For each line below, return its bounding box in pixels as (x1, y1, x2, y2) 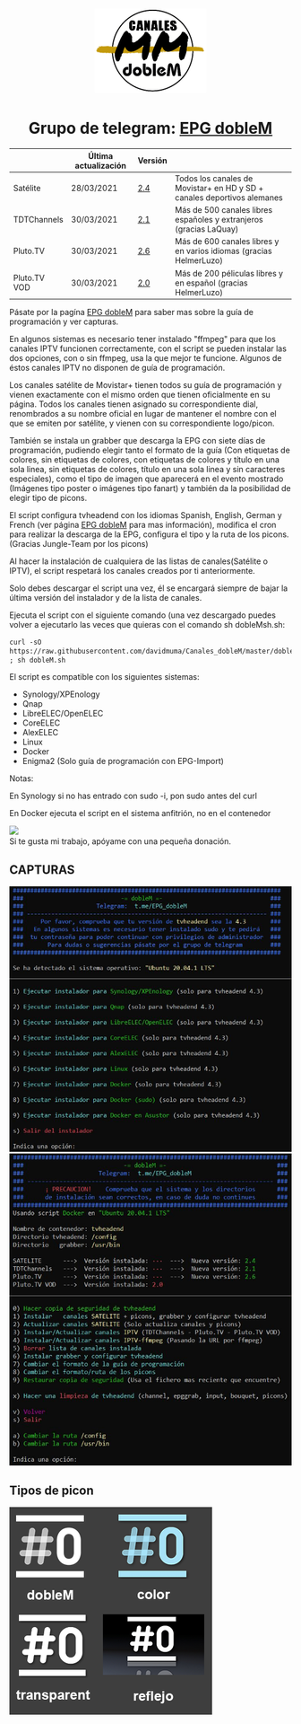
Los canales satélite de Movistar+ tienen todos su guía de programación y (9, 380, 282, 391)
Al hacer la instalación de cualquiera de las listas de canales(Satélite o (9, 556, 269, 567)
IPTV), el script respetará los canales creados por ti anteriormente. (9, 566, 255, 576)
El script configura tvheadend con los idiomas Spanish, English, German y (9, 510, 282, 521)
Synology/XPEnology (21, 689, 100, 699)
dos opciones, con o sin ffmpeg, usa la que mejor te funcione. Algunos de (9, 353, 282, 364)
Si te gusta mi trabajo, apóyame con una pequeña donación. (9, 836, 231, 847)
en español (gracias (174, 277, 248, 288)
